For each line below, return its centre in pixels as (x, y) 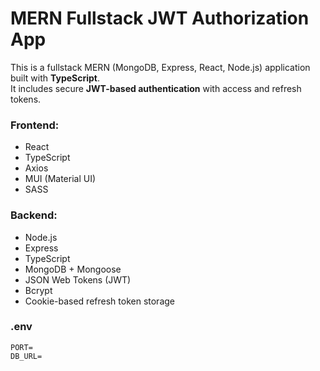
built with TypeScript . (55, 78)
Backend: (34, 215)
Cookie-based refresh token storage (99, 301)
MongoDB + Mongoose (73, 269)
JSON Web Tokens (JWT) (78, 279)
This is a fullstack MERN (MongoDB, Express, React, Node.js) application (160, 67)
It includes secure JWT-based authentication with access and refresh (156, 88)
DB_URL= (26, 356)
